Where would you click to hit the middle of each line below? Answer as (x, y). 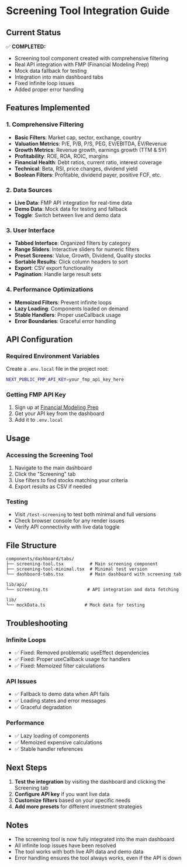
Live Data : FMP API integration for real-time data (73, 202)
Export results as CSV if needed (53, 487)
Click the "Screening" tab (45, 474)
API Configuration (39, 339)
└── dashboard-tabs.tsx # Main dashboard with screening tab (94, 574)
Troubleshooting (37, 623)
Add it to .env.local (39, 420)
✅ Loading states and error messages (60, 701)
